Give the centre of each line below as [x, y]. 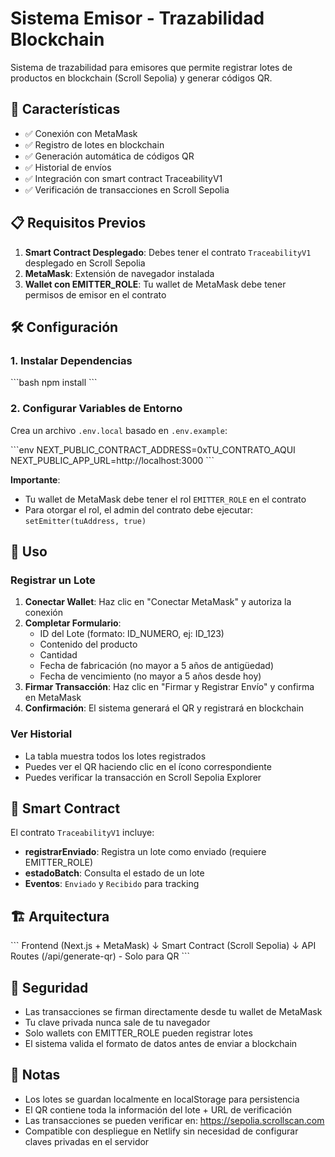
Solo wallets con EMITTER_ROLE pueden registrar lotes [138, 1033]
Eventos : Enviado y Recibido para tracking [112, 884]
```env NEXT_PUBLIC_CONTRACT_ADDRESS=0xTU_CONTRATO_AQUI [153, 449]
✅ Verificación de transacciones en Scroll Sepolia [127, 189]
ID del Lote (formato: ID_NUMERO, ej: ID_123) [132, 634]
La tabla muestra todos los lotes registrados [115, 756]
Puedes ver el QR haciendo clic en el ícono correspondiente [148, 766]
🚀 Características [65, 109]
